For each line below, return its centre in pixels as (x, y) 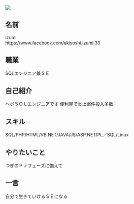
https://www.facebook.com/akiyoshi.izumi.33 (53, 43)
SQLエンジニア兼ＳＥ (27, 73)
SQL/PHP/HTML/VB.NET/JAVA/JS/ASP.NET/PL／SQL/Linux (67, 135)
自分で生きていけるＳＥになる (36, 196)
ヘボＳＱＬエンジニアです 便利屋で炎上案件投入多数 (59, 104)
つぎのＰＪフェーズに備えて (34, 166)
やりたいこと (25, 152)
